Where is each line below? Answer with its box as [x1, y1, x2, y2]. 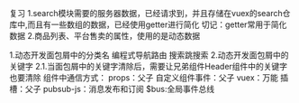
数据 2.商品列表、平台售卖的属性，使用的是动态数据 [9, 31, 201, 41]
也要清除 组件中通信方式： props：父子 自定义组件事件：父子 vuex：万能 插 [9, 72, 289, 83]
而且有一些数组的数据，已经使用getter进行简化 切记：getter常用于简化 [27, 19, 287, 30]
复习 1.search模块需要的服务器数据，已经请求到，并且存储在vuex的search [9, 8, 284, 18]
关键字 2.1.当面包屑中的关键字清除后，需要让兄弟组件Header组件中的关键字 [9, 61, 288, 71]
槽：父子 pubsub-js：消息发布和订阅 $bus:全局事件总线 [9, 84, 215, 94]
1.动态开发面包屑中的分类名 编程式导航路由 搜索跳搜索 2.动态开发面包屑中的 [9, 50, 290, 61]
